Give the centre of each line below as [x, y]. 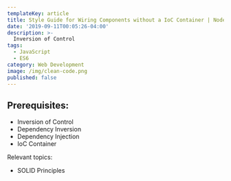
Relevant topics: [30, 157]
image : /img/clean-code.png [47, 71]
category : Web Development [46, 65]
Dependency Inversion [49, 129]
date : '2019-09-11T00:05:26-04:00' [58, 26]
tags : [15, 45]
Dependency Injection [48, 137]
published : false [32, 77]
